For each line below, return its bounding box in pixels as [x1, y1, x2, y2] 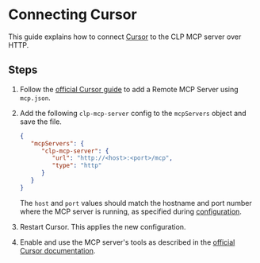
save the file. [19, 117, 62, 126]
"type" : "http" [52, 161, 102, 170]
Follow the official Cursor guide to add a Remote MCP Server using [19, 84, 239, 94]
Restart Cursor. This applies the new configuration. [19, 222, 186, 231]
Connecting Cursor [8, 6, 137, 24]
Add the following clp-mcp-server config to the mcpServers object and [19, 108, 247, 118]
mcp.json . [19, 93, 52, 102]
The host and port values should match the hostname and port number [19, 198, 252, 207]
